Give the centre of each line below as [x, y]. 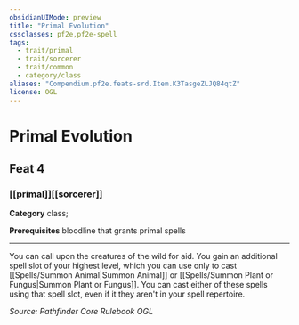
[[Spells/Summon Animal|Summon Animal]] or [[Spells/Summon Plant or [141, 275]
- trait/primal [45, 51]
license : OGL [33, 92]
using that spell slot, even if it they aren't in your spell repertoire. [127, 294]
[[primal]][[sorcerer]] [56, 194]
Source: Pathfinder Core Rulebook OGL [81, 312]
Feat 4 [27, 169]
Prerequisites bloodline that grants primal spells [98, 231]
